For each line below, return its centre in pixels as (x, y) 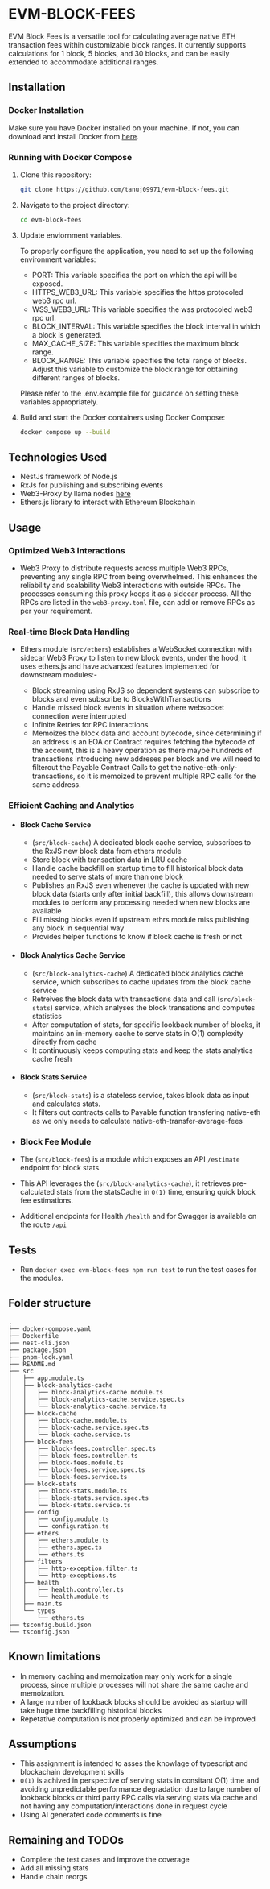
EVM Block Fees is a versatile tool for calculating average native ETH (122, 36)
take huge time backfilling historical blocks (91, 1710)
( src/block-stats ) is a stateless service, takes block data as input (141, 1095)
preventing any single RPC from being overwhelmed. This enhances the (139, 577)
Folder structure (50, 1303)
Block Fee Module (55, 1141)
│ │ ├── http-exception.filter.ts (73, 1568)
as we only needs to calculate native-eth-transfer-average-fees (137, 1121)
